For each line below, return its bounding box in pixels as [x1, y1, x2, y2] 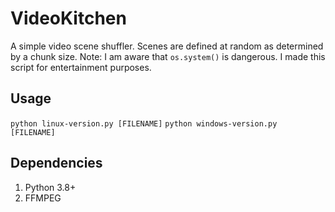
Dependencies [10, 155, 103, 172]
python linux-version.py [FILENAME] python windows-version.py [10, 118, 278, 129]
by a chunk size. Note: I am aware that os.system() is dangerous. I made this [10, 50, 326, 62]
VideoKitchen [10, 7, 127, 30]
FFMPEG [24, 192, 62, 204]
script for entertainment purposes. [10, 61, 152, 73]
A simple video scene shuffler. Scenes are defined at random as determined [10, 40, 324, 52]
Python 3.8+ [24, 181, 77, 193]
